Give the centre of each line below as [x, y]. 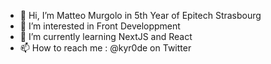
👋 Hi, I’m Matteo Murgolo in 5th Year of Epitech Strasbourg [140, 15]
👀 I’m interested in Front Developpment [100, 26]
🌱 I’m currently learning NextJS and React [106, 36]
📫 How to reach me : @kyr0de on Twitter [105, 48]
